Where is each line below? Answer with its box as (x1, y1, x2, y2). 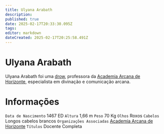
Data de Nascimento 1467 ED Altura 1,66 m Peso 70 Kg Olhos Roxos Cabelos (5, 112, 159, 118)
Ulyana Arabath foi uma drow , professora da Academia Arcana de (5, 73, 140, 79)
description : (5, 12, 32, 17)
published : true (5, 16, 39, 21)
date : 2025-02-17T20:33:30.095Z (5, 21, 72, 26)
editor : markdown (5, 30, 41, 35)
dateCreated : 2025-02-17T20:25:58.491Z (5, 35, 88, 40)
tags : (5, 26, 16, 31)
